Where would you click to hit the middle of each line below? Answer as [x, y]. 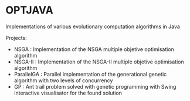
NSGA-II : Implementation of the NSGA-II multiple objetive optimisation [99, 62]
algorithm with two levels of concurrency [63, 80]
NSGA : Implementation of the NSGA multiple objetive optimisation [94, 49]
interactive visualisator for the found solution [68, 93]
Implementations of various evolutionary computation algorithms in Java [93, 26]
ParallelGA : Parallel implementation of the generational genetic [90, 74]
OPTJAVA [29, 10]
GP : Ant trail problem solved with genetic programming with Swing [95, 86]
